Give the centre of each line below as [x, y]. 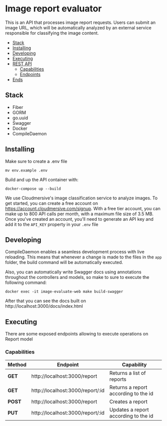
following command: [26, 283]
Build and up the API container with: [42, 179]
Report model [19, 339]
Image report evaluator [53, 9]
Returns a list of [127, 373]
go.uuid [20, 118]
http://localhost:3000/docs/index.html [44, 306]
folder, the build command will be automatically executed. [64, 262]
